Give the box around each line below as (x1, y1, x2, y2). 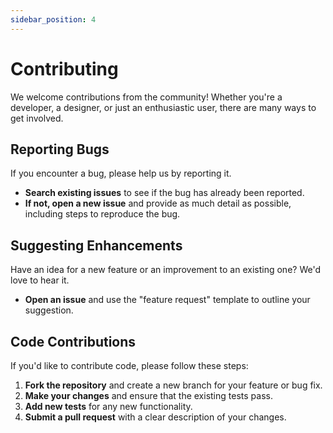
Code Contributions (10, 333, 137, 350)
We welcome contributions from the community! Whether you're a (10, 91, 283, 103)
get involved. (10, 112, 64, 124)
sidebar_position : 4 (10, 14, 97, 25)
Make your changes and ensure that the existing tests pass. (24, 390, 273, 401)
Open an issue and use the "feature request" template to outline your (24, 294, 311, 306)
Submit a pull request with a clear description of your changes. (24, 411, 287, 423)
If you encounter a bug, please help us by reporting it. (10, 167, 232, 180)
